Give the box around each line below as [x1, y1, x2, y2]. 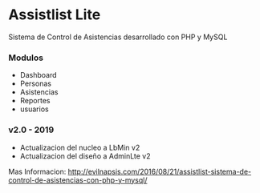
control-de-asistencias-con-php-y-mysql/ [8, 175, 148, 185]
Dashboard [19, 70, 58, 80]
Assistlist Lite [8, 6, 101, 24]
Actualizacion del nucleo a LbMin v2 [19, 143, 140, 152]
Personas [19, 78, 52, 89]
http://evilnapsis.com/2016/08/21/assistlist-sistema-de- [67, 167, 251, 176]
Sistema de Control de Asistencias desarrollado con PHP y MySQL [8, 32, 228, 42]
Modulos [8, 52, 44, 63]
